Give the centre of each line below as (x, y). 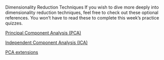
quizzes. (14, 23)
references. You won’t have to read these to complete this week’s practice (82, 18)
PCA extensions (22, 52)
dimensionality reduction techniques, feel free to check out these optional (82, 12)
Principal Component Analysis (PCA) (43, 33)
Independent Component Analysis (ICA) (47, 42)
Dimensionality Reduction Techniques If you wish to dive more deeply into (82, 7)
